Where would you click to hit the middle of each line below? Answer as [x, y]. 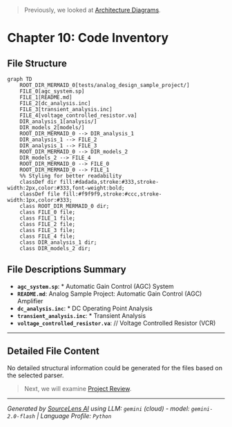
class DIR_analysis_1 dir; [58, 243]
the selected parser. [36, 375]
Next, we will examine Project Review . [78, 388]
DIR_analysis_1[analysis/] [58, 122]
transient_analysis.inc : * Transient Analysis [81, 315]
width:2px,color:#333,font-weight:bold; [66, 188]
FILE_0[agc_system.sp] [52, 91]
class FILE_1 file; [48, 218]
